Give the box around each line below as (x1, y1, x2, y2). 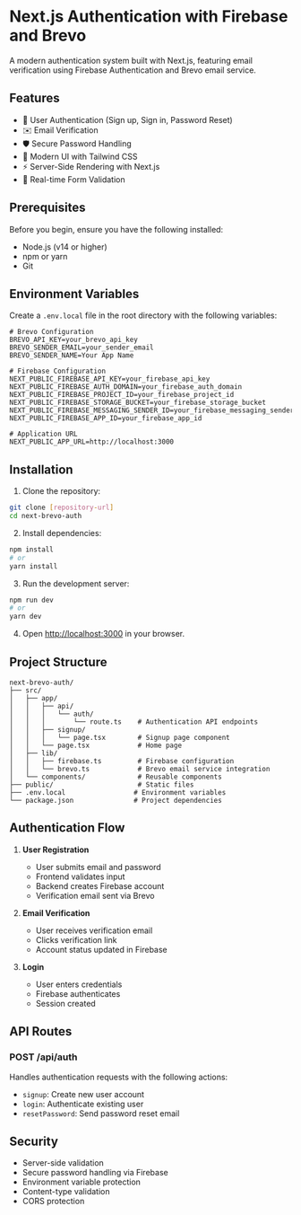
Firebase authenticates (35, 988, 121, 999)
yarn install (9, 561, 58, 571)
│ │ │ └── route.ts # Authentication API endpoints (9, 718, 258, 726)
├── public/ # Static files (9, 780, 194, 789)
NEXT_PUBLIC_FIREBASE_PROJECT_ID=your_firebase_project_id (9, 391, 235, 400)
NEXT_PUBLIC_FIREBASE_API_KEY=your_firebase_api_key (9, 374, 211, 383)
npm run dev (9, 595, 54, 604)
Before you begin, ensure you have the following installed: (9, 224, 224, 234)
